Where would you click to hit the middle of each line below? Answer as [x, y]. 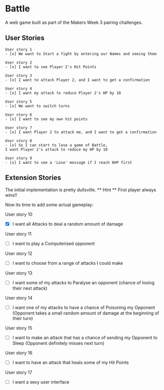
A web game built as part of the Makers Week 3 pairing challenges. [74, 22]
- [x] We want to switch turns [38, 106]
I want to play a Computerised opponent [54, 243]
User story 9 [19, 158]
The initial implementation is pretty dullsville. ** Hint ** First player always [81, 190]
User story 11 [18, 234]
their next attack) [30, 288]
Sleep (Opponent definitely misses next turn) [58, 343]
